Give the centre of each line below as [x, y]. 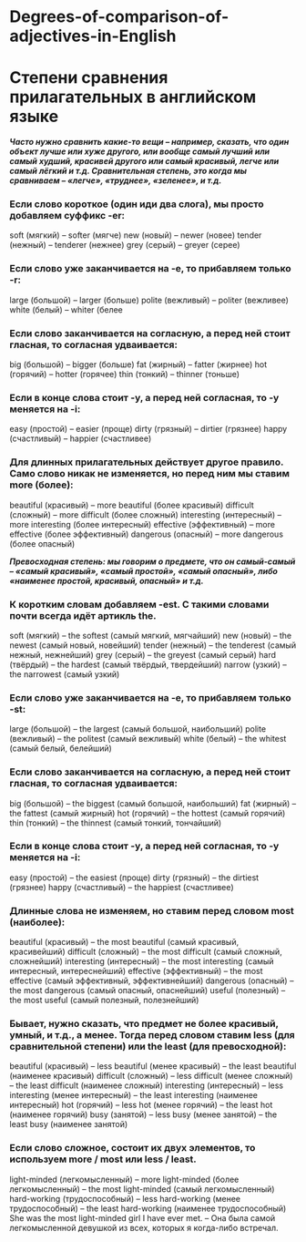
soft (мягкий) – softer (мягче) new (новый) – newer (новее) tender [136, 235]
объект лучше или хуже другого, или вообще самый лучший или [140, 151]
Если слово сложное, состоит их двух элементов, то [133, 1148]
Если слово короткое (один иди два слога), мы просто [137, 204]
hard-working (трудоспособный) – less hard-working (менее [125, 1198]
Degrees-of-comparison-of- [119, 17]
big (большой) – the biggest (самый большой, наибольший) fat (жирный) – [153, 803]
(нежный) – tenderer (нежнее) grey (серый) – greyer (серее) [125, 245]
